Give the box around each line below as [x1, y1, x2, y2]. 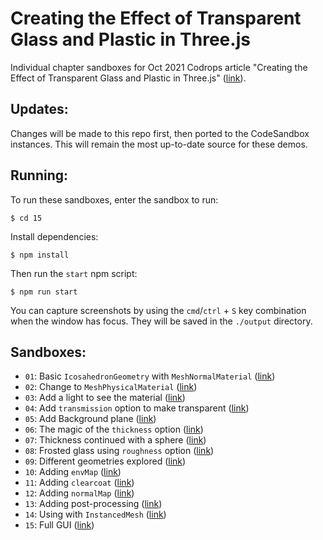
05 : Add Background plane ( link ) [24, 413, 157, 425]
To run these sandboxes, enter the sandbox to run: [10, 193, 219, 206]
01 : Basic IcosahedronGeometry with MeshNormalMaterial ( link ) [24, 370, 276, 382]
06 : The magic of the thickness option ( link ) [24, 423, 204, 436]
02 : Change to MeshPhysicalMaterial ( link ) [24, 381, 198, 393]
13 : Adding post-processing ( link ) [24, 498, 163, 510]
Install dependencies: [10, 230, 99, 242]
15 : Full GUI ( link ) [24, 519, 95, 531]
